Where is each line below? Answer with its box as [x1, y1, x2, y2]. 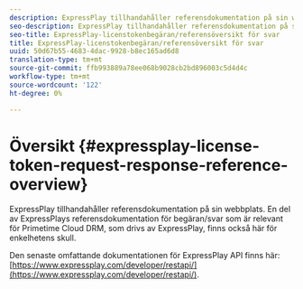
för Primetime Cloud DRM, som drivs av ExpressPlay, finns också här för [9, 223, 278, 234]
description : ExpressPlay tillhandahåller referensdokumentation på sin [9, 13, 289, 23]
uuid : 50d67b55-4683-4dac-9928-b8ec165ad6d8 [9, 47, 179, 56]
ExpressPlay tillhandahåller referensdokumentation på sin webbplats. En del [9, 204, 291, 215]
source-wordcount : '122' [9, 80, 103, 89]
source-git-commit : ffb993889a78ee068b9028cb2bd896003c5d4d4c [9, 64, 248, 73]
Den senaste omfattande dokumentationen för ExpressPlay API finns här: [9, 250, 280, 261]
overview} [9, 173, 88, 194]
